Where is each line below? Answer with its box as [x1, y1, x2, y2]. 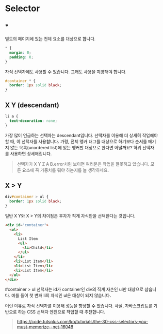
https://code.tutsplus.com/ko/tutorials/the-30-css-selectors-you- [16, 319, 148, 325]
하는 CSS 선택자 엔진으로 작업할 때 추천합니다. [17, 309, 106, 315]
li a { [5, 114, 18, 118]
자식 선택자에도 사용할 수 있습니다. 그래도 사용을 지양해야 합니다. [5, 69, 127, 75]
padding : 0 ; [9, 55, 34, 59]
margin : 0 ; [9, 50, 32, 55]
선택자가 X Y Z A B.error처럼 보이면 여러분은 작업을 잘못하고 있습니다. [16, 161, 149, 167]
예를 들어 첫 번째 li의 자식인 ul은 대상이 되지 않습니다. [11, 293, 112, 298]
